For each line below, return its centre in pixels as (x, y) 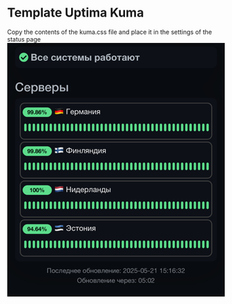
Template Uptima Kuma (76, 13)
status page (24, 39)
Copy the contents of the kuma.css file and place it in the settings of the (110, 32)
